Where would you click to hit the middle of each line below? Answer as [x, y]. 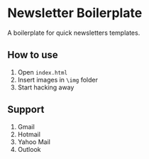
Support [26, 110]
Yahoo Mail [34, 142]
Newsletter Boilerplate [75, 13]
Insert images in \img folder [57, 79]
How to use [33, 55]
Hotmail [29, 134]
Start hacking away [46, 87]
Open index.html [43, 72]
